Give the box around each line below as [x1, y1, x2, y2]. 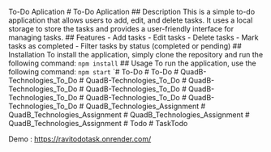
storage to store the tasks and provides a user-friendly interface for [8, 24, 234, 33]
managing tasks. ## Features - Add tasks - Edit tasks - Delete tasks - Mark [8, 32, 259, 42]
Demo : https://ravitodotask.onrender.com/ [8, 134, 152, 144]
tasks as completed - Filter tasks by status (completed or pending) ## [8, 41, 242, 51]
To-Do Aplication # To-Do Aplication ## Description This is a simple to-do [8, 7, 256, 16]
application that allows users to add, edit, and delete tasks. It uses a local [8, 15, 253, 25]
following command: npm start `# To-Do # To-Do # [8, 67, 179, 76]
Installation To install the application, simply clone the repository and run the [8, 50, 264, 59]
